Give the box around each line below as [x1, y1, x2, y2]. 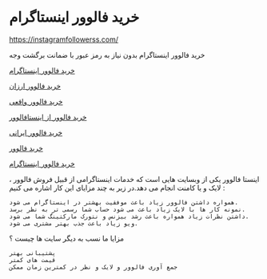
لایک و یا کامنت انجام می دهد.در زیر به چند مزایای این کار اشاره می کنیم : [9, 183, 225, 192]
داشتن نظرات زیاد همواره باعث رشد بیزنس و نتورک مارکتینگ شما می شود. [9, 212, 249, 220]
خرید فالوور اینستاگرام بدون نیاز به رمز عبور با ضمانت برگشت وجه [9, 50, 205, 59]
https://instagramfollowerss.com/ [9, 34, 119, 44]
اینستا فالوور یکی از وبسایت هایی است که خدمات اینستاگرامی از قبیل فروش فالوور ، [9, 174, 260, 184]
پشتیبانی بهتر [9, 249, 57, 257]
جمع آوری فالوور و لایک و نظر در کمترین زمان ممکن [9, 263, 178, 271]
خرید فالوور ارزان [9, 81, 62, 91]
